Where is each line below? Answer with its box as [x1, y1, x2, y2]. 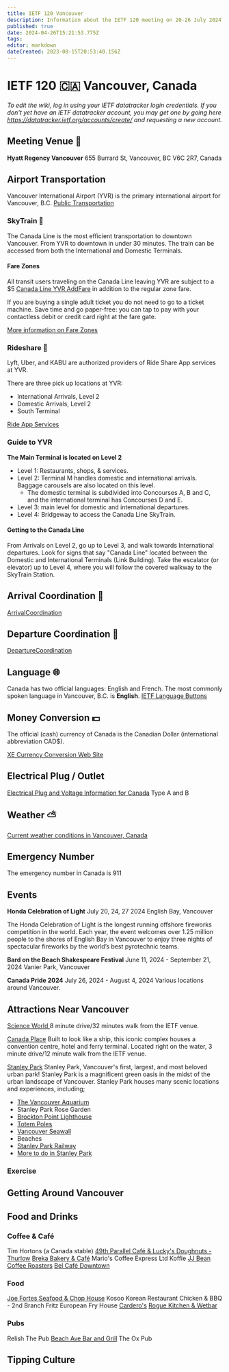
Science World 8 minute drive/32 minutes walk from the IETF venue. [7, 1022, 200, 1030]
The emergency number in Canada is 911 [7, 869, 122, 877]
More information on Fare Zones [7, 325, 98, 334]
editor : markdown [7, 42, 57, 49]
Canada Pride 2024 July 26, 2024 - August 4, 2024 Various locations [7, 976, 204, 985]
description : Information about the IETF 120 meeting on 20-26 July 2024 [7, 16, 222, 23]
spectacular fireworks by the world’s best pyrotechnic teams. [7, 942, 180, 951]
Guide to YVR [7, 437, 53, 447]
